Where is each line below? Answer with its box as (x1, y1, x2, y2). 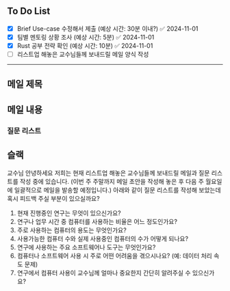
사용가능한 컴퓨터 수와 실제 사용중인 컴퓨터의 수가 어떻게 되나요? (16, 234, 189, 242)
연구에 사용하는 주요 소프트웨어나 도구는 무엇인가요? (16, 242, 156, 251)
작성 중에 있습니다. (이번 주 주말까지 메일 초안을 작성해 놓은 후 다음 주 (19, 177, 204, 185)
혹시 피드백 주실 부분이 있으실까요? (7, 194, 101, 202)
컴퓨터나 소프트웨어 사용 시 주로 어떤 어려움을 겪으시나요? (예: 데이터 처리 (16, 251, 212, 260)
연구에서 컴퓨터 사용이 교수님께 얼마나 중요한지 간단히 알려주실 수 (16, 268, 191, 277)
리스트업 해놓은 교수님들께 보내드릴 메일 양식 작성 (16, 51, 149, 58)
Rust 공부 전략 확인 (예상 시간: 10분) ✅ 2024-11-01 (16, 41, 153, 50)
